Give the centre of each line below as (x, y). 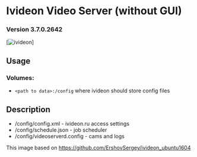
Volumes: (20, 78)
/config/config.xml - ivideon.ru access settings (72, 123)
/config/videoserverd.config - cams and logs (69, 136)
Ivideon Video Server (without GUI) (94, 11)
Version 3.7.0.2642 (34, 30)
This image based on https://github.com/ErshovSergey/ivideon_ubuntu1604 (99, 148)
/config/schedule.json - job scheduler (61, 130)
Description (28, 109)
